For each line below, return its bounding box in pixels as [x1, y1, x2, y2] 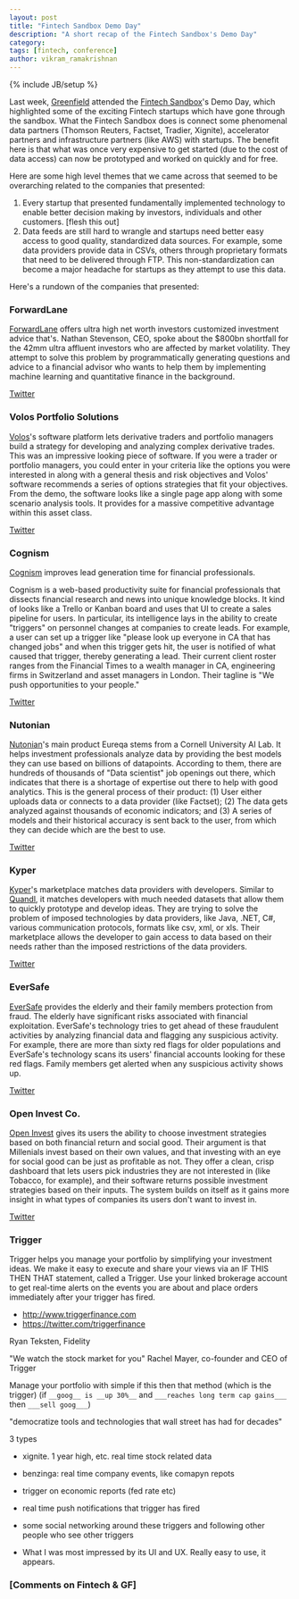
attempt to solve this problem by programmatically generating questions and [9, 352, 291, 363]
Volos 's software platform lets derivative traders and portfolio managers [9, 431, 274, 442]
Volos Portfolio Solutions [9, 411, 119, 423]
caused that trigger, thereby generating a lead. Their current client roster [9, 650, 277, 661]
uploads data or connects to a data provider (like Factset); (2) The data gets [9, 796, 288, 807]
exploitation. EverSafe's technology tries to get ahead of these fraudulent [9, 1020, 279, 1031]
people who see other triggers [21, 1529, 134, 1541]
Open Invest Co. [9, 1107, 81, 1119]
